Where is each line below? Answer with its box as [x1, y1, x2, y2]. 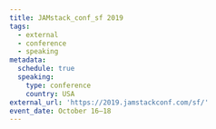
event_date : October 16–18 [9, 106, 112, 115]
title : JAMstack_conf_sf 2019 [9, 13, 124, 23]
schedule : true [17, 64, 75, 74]
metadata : [9, 55, 47, 64]
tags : [9, 22, 30, 31]
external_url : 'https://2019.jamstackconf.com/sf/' [9, 97, 209, 107]
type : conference [25, 81, 92, 90]
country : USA [25, 89, 75, 98]
